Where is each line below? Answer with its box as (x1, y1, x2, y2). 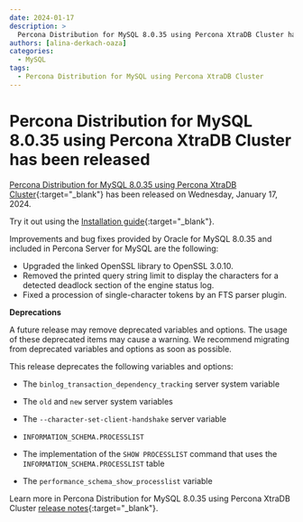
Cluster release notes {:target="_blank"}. (9, 502, 159, 513)
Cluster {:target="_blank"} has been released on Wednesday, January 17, (9, 189, 278, 200)
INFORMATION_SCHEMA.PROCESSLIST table (22, 458, 165, 469)
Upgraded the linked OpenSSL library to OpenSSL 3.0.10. (22, 260, 234, 271)
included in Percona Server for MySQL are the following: (9, 243, 219, 254)
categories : (9, 47, 54, 56)
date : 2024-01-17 (9, 13, 75, 23)
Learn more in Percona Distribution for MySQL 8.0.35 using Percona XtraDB (9, 493, 290, 504)
